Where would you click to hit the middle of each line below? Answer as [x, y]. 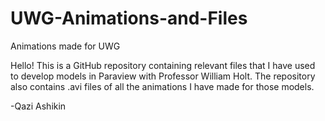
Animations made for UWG [65, 46]
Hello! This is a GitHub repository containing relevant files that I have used [163, 65]
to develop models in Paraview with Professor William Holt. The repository [163, 76]
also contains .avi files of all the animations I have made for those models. [162, 86]
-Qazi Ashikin [38, 106]
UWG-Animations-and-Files [129, 18]
